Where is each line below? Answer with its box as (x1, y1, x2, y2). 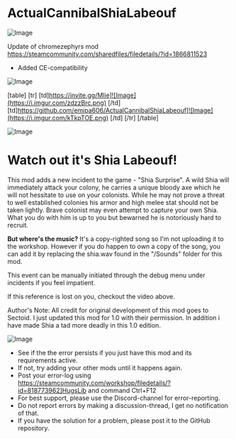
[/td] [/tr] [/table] (110, 113, 159, 122)
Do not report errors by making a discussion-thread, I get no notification (17, 401, 229, 409)
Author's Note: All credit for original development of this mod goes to (7, 306, 209, 314)
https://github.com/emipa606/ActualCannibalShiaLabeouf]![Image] (17, 106, 214, 114)
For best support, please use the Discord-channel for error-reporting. (17, 394, 220, 402)
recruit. (7, 221, 28, 229)
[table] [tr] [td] (7, 91, 50, 99)
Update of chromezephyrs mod (7, 42, 99, 50)
